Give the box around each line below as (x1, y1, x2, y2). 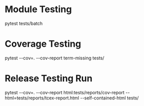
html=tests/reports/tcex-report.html (5, 95, 80, 101)
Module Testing (5, 4, 72, 15)
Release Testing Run (5, 73, 93, 84)
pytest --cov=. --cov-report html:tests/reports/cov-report (5, 89, 125, 95)
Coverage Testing (5, 38, 82, 50)
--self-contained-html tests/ (80, 95, 139, 101)
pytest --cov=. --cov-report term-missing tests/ (5, 55, 104, 61)
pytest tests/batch (5, 20, 43, 26)
